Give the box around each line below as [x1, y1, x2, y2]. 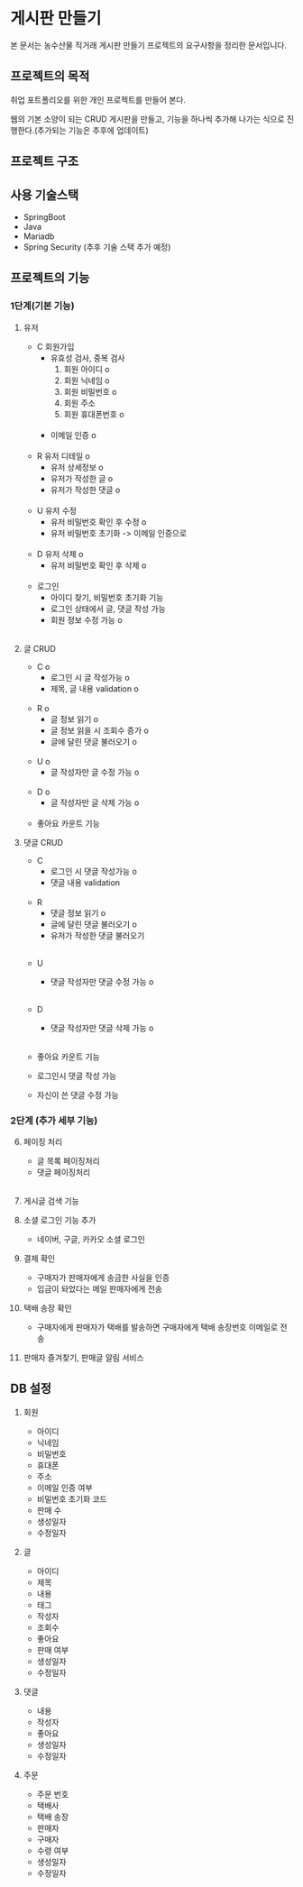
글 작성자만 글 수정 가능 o [50, 766, 140, 777]
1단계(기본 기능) [10, 299, 75, 312]
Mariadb [23, 231, 55, 242]
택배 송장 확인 [23, 1302, 72, 1313]
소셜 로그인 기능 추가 [23, 1214, 96, 1225]
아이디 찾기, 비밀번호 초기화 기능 [50, 591, 164, 602]
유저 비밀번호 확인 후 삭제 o [50, 560, 147, 571]
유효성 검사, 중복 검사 [50, 353, 125, 363]
